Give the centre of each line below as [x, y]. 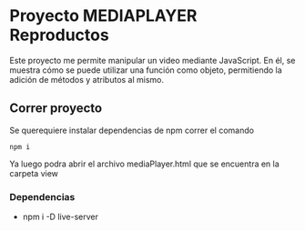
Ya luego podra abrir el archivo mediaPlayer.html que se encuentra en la [144, 164]
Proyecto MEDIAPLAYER [103, 16]
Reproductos [59, 35]
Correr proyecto [56, 109]
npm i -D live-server [60, 217]
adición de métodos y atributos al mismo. [87, 79]
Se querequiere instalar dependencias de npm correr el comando [132, 130]
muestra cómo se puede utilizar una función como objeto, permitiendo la [146, 70]
